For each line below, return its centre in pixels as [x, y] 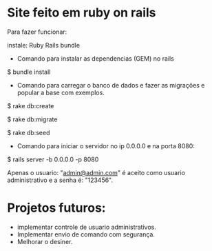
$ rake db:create [31, 106]
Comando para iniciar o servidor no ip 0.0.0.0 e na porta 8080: [106, 145]
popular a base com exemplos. [61, 92]
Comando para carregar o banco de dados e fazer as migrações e [111, 85]
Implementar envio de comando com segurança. [86, 234]
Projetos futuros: [56, 208]
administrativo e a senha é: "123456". [60, 180]
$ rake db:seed [29, 132]
